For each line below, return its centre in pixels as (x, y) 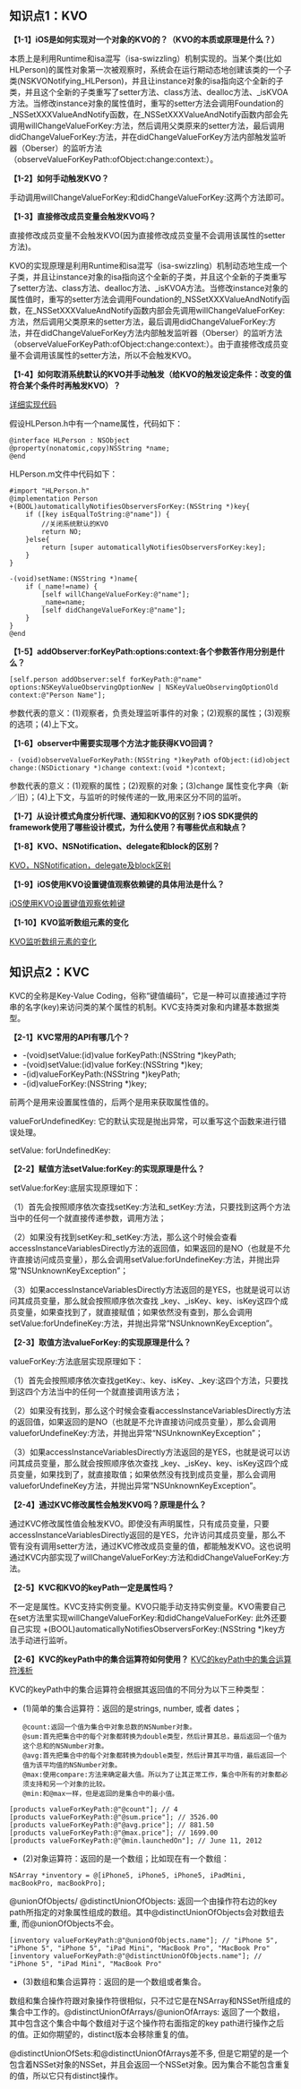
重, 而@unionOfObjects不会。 (64, 1923)
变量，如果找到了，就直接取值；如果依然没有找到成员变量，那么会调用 (146, 1474)
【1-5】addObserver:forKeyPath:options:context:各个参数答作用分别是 (143, 651)
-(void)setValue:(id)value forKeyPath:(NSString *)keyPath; (129, 1054)
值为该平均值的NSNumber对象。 (72, 1765)
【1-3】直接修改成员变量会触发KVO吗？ (83, 216)
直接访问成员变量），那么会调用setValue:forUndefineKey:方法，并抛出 (145, 1259)
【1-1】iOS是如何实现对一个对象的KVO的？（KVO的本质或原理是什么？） (144, 39)
